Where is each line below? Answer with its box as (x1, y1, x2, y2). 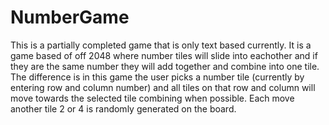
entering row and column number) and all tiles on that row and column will (10, 81, 316, 93)
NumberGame (10, 6, 130, 29)
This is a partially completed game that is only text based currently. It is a (10, 39, 312, 51)
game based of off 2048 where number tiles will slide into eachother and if (10, 49, 318, 61)
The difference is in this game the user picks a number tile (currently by (10, 71, 305, 83)
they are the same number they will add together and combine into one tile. (10, 60, 320, 72)
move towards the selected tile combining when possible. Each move (10, 92, 295, 104)
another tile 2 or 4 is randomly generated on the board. (10, 102, 237, 115)
